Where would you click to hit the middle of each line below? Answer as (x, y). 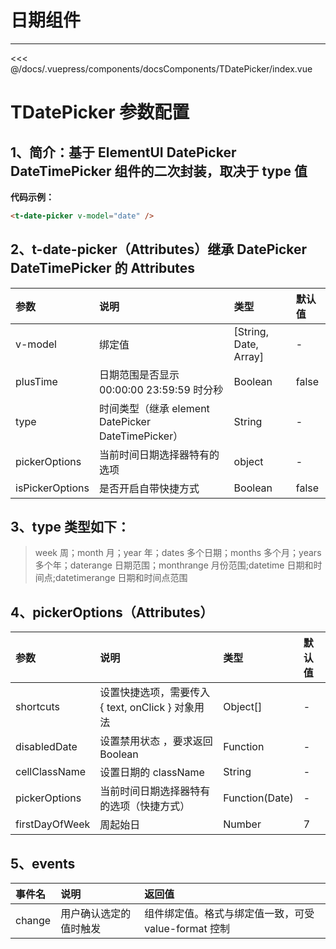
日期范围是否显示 (139, 374)
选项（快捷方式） (150, 806)
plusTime (36, 381)
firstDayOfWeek (53, 824)
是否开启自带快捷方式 (149, 488)
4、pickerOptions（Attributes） (112, 612)
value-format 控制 (187, 929)
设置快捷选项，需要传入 (155, 693)
